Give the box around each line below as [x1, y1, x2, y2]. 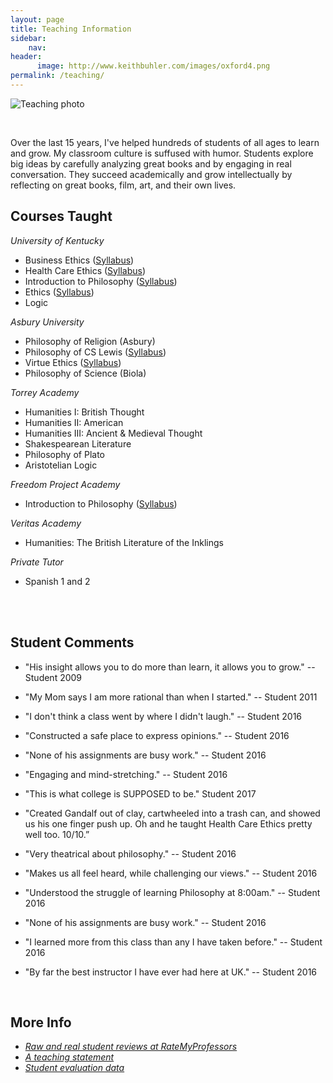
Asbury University [10, 316, 85, 328]
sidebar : [10, 33, 47, 43]
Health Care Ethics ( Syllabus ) [24, 264, 146, 276]
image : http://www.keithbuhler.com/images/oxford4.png [36, 61, 271, 71]
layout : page [10, 14, 65, 25]
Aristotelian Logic [24, 459, 98, 471]
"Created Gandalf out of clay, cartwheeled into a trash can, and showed [24, 807, 321, 819]
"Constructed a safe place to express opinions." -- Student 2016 [24, 729, 290, 741]
